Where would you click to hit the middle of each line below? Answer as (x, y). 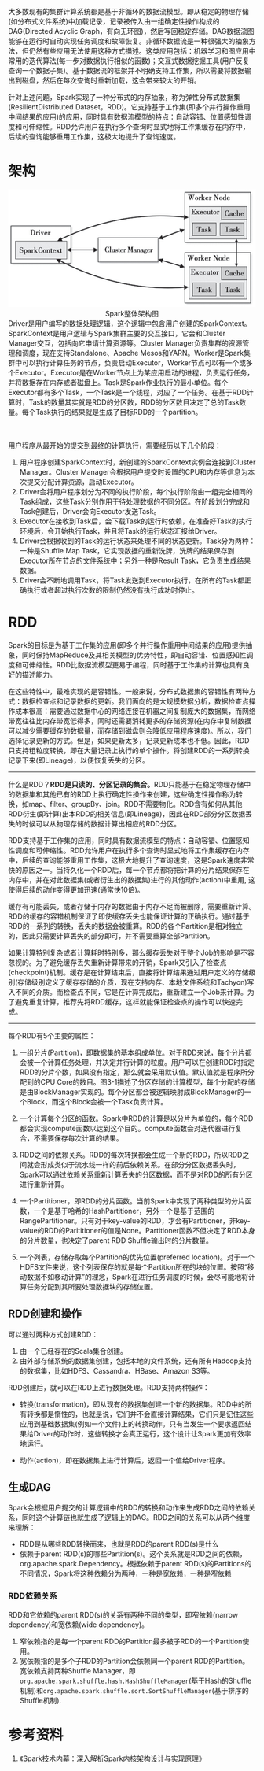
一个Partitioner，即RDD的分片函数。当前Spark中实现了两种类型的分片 (132, 1201)
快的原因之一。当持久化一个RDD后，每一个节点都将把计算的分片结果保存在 (129, 870)
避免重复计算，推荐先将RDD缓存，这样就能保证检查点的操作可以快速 (125, 1001)
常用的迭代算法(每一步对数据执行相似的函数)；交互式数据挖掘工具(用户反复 (129, 61)
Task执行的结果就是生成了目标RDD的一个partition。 (119, 412)
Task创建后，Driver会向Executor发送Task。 (90, 511)
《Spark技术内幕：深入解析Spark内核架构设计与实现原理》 (112, 1758)
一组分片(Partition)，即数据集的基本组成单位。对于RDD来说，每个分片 (132, 1052)
